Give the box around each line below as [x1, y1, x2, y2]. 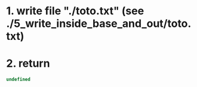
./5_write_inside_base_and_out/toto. [6, 17, 192, 30]
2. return [6, 57, 50, 70]
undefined [6, 76, 31, 83]
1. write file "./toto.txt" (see [6, 4, 144, 18]
